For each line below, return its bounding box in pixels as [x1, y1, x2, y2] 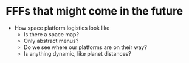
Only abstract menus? [23, 37, 79, 44]
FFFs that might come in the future [5, 4, 184, 18]
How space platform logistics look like [14, 24, 110, 31]
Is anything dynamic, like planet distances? [23, 50, 131, 57]
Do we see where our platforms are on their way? [23, 44, 147, 51]
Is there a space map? [23, 30, 80, 38]
